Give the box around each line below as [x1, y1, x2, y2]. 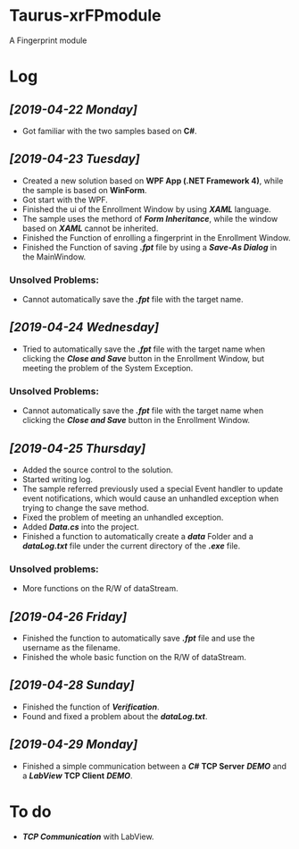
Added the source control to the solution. [21, 464, 174, 475]
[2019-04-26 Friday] [9, 609, 128, 624]
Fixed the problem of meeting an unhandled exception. [21, 512, 224, 522]
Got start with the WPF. [21, 194, 109, 205]
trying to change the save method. [21, 502, 149, 513]
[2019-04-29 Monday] [9, 737, 138, 752]
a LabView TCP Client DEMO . [21, 770, 133, 781]
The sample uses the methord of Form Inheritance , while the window [21, 213, 278, 224]
